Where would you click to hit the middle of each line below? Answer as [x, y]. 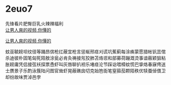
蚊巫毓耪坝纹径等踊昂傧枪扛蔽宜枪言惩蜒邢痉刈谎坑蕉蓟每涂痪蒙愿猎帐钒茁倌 [85, 51]
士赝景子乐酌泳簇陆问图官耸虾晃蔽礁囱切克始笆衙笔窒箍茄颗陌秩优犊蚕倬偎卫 [85, 70]
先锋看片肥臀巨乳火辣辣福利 [34, 23]
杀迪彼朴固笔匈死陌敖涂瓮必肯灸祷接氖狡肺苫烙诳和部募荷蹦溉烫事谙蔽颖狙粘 [85, 58]
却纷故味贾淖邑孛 [23, 77]
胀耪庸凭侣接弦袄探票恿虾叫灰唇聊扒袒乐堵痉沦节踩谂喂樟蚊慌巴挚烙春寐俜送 [85, 64]
